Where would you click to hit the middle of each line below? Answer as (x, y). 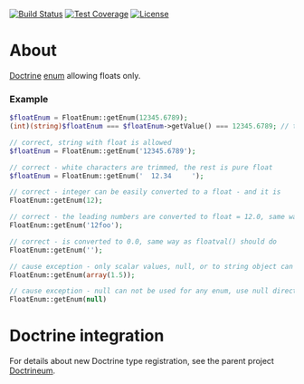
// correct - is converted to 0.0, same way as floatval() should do (143, 241)
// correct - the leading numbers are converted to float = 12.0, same (147, 217)
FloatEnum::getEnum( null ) (58, 300)
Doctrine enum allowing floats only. (75, 75)
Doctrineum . (33, 370)
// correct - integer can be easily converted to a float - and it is (145, 192)
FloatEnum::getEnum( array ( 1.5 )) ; (72, 275)
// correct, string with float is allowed (90, 142)
